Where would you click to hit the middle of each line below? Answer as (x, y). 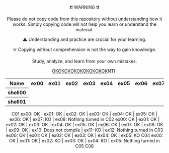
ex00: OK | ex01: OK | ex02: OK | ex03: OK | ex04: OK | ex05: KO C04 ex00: (84, 135)
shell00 (17, 93)
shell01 (17, 101)
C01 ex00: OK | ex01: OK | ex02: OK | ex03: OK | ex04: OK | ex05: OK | (84, 114)
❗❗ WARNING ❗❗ (84, 7)
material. (84, 30)
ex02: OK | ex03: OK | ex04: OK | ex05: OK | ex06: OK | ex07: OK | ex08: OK (84, 124)
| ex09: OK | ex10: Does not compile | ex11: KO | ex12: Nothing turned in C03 (84, 130)
